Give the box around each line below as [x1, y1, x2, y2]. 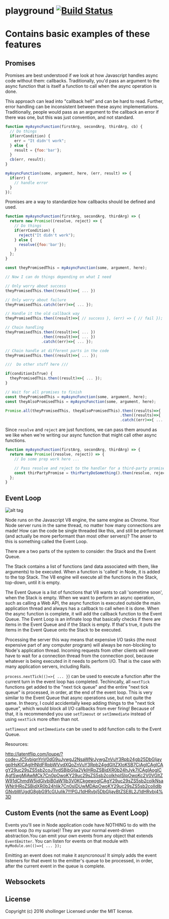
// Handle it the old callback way [5, 311, 80, 316]
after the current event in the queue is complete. [5, 863, 106, 869]
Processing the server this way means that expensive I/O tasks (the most [5, 637, 157, 643]
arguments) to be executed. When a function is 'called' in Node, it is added [5, 569, 160, 575]
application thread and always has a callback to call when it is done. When [5, 605, 159, 611]
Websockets [5, 878, 46, 886]
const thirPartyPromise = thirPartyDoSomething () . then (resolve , [14, 470, 152, 475]
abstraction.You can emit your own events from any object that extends [5, 833, 153, 839]
